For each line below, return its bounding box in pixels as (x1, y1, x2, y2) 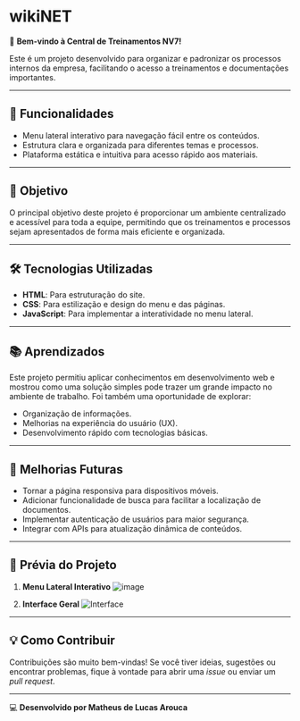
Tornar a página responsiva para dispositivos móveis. (21, 485, 219, 496)
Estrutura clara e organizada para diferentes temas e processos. (21, 139, 259, 150)
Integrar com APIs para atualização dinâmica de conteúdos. (21, 524, 243, 533)
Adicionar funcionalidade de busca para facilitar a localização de (21, 495, 262, 506)
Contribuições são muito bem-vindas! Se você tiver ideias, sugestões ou (9, 657, 277, 667)
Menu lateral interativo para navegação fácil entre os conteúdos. (21, 130, 261, 140)
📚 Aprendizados (9, 344, 105, 359)
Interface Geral (21, 599, 80, 609)
